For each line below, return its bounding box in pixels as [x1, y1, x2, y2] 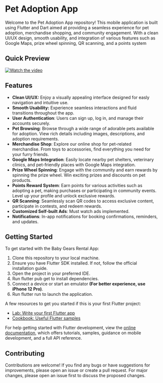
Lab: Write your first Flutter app [12, 310, 75, 316]
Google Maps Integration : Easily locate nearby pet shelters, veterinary [12, 156, 154, 162]
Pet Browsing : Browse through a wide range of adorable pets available [12, 125, 154, 131]
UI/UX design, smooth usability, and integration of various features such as [5, 35, 156, 41]
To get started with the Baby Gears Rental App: [5, 246, 99, 251]
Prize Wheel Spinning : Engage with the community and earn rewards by [12, 167, 158, 172]
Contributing [5, 349, 45, 358]
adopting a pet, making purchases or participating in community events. [12, 188, 157, 193]
